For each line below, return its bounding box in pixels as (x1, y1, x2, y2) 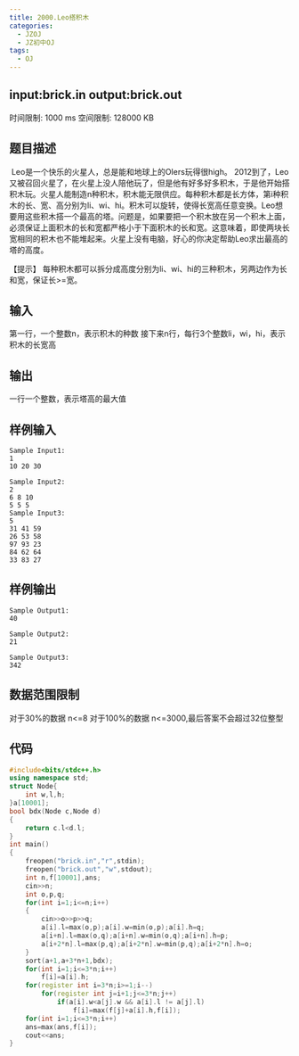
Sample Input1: (9, 447, 66, 456)
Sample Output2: (9, 630, 69, 639)
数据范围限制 (9, 688, 80, 703)
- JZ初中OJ (17, 37, 55, 47)
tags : (9, 46, 29, 55)
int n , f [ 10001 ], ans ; (25, 873, 101, 882)
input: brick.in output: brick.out (9, 87, 182, 103)
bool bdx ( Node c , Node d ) (9, 806, 101, 816)
